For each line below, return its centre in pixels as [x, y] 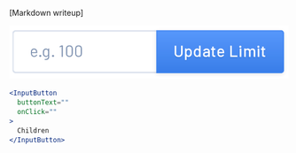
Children [33, 130]
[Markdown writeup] [47, 13]
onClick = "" [37, 112]
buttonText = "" [43, 103]
